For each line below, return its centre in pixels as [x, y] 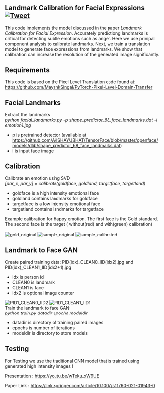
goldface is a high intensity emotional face [55, 193]
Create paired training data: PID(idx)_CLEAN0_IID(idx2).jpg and [69, 262]
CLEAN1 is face [28, 288]
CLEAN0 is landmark [33, 282]
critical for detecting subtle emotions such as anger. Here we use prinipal [80, 38]
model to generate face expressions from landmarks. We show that [74, 49]
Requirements [27, 70]
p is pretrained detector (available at [49, 135]
